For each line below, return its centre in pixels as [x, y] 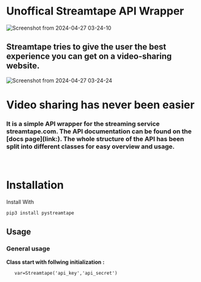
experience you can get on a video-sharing [89, 57]
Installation [35, 185]
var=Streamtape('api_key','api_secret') [66, 273]
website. [23, 66]
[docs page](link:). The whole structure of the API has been [95, 139]
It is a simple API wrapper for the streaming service [83, 123]
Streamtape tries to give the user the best [86, 47]
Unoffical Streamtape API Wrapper [95, 11]
